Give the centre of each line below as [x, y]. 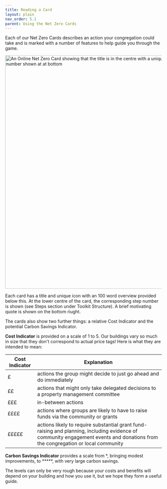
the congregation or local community [80, 444]
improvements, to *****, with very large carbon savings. [62, 461]
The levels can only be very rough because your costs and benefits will [78, 471]
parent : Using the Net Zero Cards [41, 24]
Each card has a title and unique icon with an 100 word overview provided [81, 296]
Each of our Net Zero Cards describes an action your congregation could [80, 38]
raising [45, 431]
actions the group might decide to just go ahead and [98, 374]
